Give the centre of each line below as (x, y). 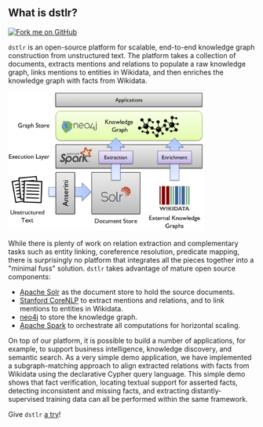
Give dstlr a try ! (35, 414)
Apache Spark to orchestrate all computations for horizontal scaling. (130, 325)
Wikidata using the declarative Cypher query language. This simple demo (127, 374)
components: (29, 276)
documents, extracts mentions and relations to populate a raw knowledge (127, 64)
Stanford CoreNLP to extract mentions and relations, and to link (122, 300)
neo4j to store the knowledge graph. (79, 317)
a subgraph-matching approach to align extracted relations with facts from (129, 366)
